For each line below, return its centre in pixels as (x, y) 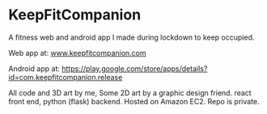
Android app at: (34, 68)
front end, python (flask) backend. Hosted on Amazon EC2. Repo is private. (134, 101)
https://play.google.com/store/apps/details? (135, 68)
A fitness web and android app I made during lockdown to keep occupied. (131, 37)
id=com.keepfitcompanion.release (66, 77)
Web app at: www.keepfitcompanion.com (78, 53)
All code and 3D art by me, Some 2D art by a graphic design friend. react (130, 93)
